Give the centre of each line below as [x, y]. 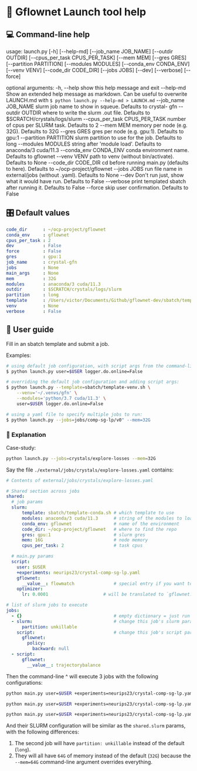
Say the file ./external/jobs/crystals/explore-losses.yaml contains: [90, 470]
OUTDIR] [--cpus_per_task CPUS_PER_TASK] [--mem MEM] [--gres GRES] [96, 58]
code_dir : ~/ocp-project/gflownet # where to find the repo [99, 529]
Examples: [18, 355]
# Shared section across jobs [43, 491]
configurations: [24, 682]
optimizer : [30, 589]
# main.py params [33, 556]
